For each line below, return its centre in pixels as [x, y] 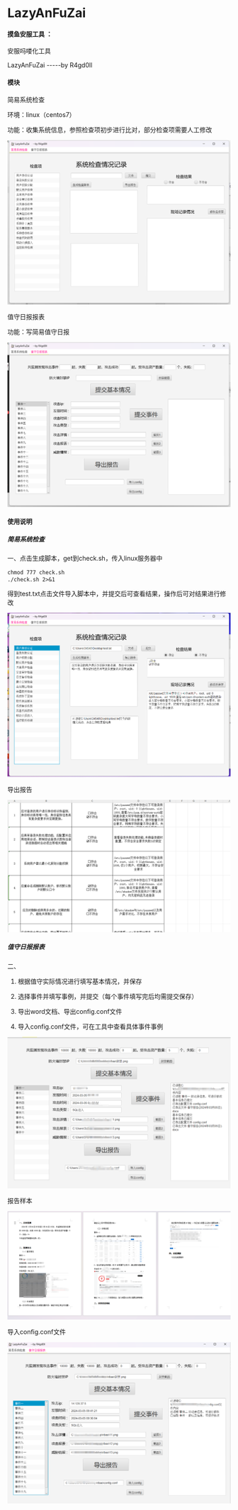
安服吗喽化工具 [29, 51]
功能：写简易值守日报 [38, 332]
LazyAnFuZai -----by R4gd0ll [50, 65]
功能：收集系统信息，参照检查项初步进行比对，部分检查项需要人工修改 [110, 130]
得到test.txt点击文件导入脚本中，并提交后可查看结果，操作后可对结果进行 [114, 594]
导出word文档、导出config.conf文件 [70, 1011]
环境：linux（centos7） [41, 114]
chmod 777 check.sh [36, 573]
